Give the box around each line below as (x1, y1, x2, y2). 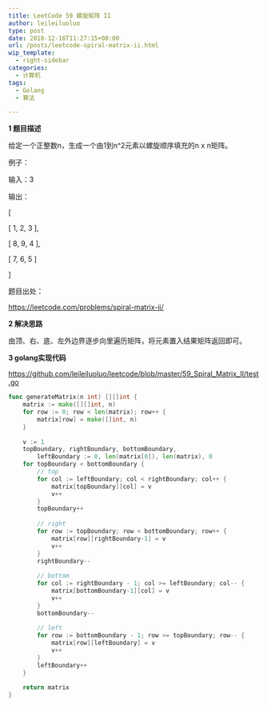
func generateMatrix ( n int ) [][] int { (8, 393, 137, 401)
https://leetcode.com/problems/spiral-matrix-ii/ (8, 302, 164, 313)
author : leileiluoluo (8, 19, 81, 27)
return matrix (22, 684, 70, 692)
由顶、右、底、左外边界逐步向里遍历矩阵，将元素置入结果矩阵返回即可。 (8, 336, 246, 345)
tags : (8, 79, 26, 87)
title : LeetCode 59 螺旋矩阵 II (8, 11, 112, 20)
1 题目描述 (8, 123, 42, 133)
